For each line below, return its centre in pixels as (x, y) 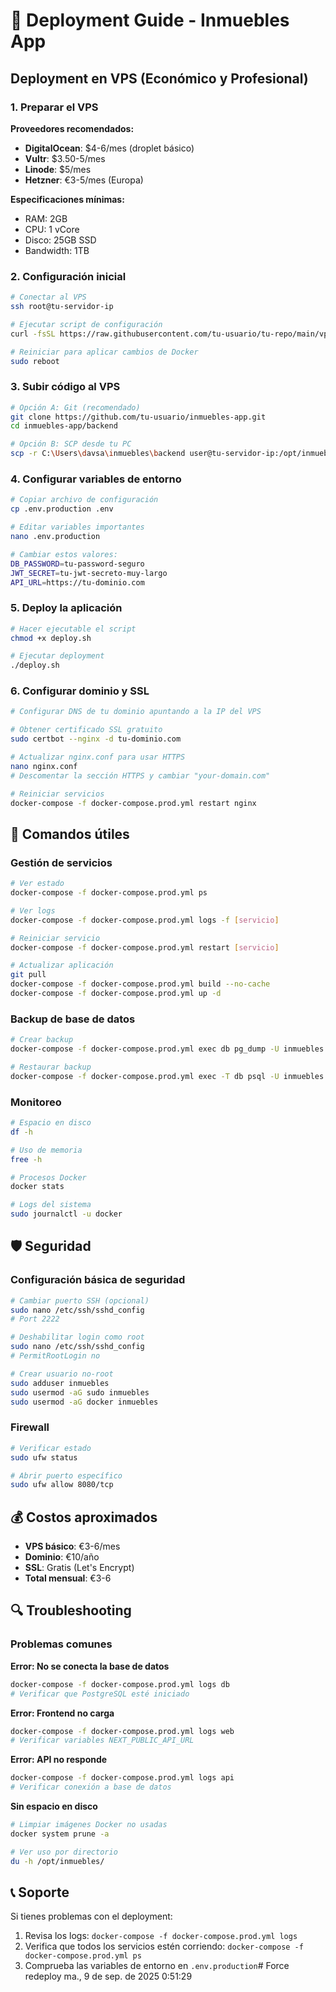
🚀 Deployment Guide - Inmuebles (150, 20)
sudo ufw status (44, 1457)
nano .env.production (55, 537)
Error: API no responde (59, 1760)
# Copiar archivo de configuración (84, 500)
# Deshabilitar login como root (77, 1337)
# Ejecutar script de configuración (86, 324)
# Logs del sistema (51, 1205)
